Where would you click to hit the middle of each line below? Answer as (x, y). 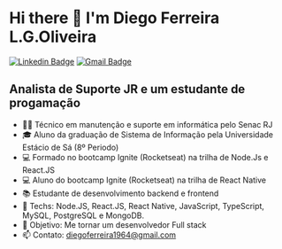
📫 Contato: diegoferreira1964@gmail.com (99, 235)
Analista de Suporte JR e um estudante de (127, 89)
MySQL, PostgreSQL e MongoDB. (83, 215)
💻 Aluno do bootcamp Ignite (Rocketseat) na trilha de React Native (144, 180)
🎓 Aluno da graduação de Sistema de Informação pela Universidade (148, 134)
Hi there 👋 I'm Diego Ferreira (114, 18)
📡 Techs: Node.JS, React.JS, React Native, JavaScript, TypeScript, (143, 206)
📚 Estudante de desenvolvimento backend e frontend (120, 193)
